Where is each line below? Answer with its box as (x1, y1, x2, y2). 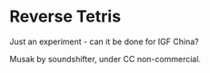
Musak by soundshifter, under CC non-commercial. (9, 53, 202, 64)
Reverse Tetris (9, 6, 121, 27)
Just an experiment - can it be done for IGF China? (9, 36, 199, 47)
